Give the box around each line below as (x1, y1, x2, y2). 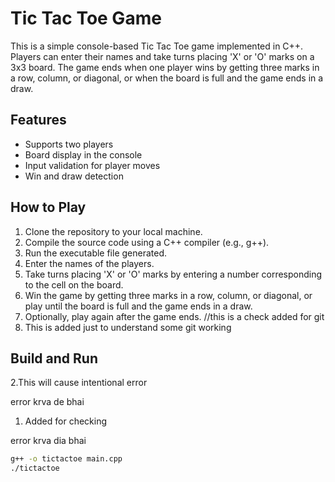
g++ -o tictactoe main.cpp (10, 454, 123, 464)
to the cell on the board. (24, 278, 124, 291)
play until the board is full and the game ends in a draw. (24, 300, 253, 312)
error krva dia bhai (10, 435, 87, 447)
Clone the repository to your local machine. (24, 225, 203, 237)
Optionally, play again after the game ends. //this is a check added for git (24, 310, 325, 322)
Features (10, 112, 67, 129)
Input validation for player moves (24, 159, 161, 171)
